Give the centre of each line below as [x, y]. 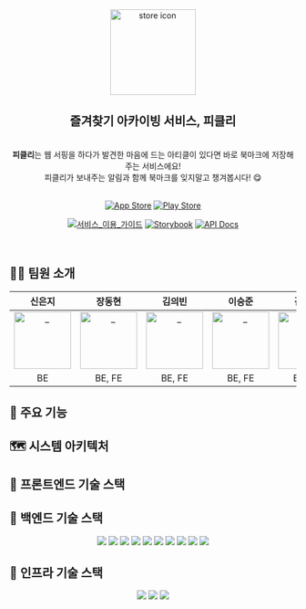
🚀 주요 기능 [39, 413]
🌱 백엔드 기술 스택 [56, 518]
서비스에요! [162, 166]
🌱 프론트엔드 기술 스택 [67, 484]
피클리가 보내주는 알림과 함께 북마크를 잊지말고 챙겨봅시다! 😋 [153, 177]
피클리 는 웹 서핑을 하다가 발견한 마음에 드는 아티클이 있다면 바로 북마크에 [141, 154]
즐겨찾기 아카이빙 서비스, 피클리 [153, 121]
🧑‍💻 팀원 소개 [42, 273]
